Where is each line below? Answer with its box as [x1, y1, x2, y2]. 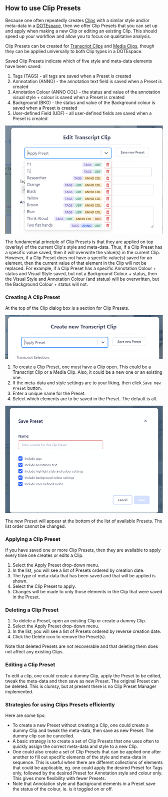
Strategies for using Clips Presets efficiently [5, 701, 115, 708]
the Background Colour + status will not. [5, 281, 88, 287]
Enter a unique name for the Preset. [12, 390, 86, 396]
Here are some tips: [5, 712, 46, 718]
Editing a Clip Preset [5, 661, 55, 668]
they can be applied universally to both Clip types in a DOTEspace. [5, 48, 142, 54]
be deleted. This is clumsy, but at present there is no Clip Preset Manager [5, 683, 156, 689]
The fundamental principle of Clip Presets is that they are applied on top [5, 239, 153, 245]
